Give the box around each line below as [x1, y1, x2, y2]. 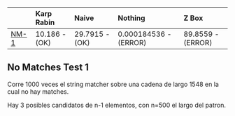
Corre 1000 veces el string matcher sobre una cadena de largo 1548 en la [7, 80, 219, 88]
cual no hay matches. [7, 87, 69, 96]
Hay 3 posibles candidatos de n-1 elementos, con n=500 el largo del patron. [7, 101, 226, 109]
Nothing [117, 13, 145, 23]
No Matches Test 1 [7, 62, 90, 74]
